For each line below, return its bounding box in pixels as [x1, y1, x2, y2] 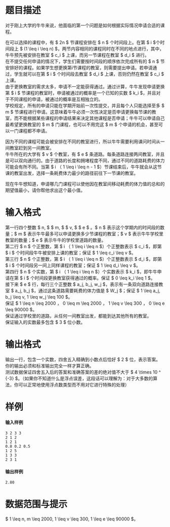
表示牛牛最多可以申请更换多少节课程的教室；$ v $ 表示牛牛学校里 [27, 230, 163, 236]
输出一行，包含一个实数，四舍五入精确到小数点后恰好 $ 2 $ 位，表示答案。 [5, 356, 161, 362]
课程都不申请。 [18, 127, 50, 134]
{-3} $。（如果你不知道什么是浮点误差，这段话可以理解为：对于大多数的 [5, 375, 153, 381]
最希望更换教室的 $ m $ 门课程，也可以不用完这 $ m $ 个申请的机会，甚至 [5, 121, 158, 127]
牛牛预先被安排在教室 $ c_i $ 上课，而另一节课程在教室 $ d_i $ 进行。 [5, 52, 149, 58]
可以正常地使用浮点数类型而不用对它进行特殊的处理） [18, 381, 130, 388]
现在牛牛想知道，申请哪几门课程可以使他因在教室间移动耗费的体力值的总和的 [5, 180, 165, 187]
